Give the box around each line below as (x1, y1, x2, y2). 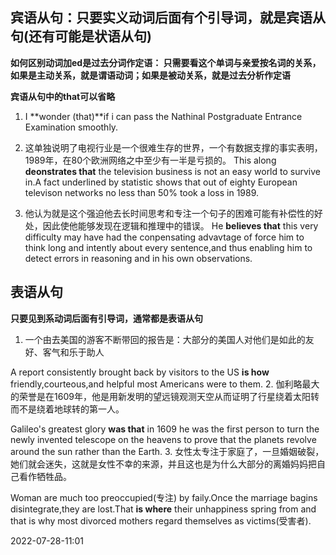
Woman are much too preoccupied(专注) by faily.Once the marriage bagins (10, 491, 318, 503)
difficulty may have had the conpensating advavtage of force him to (24, 231, 305, 243)
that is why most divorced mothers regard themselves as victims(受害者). (10, 514, 312, 527)
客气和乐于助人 (42, 346, 105, 358)
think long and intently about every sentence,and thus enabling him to (24, 241, 313, 253)
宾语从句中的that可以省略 (10, 90, 116, 102)
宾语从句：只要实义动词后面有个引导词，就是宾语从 (10, 9, 326, 27)
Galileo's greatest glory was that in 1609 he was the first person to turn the (10, 423, 320, 435)
